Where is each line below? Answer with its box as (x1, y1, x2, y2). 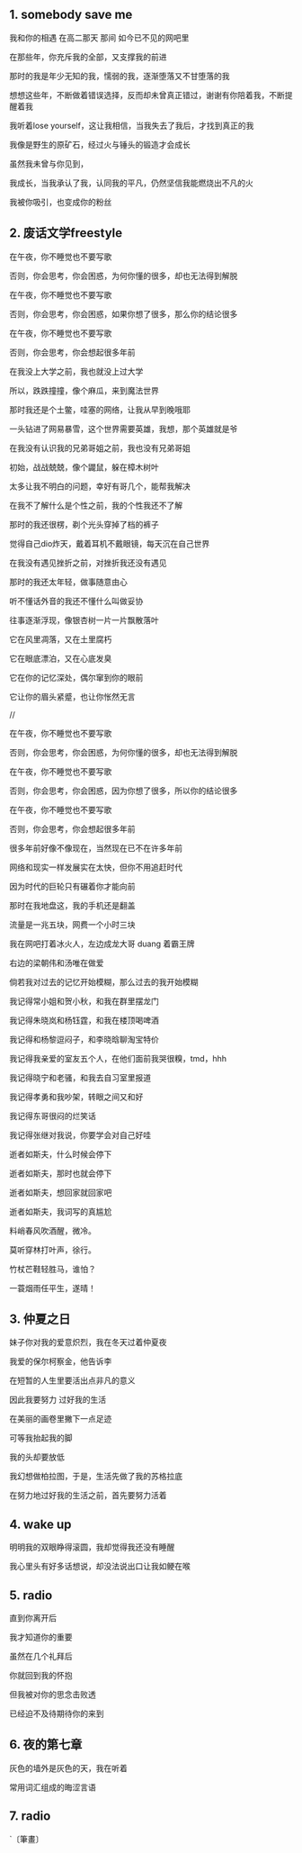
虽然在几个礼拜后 (9, 1651, 73, 1662)
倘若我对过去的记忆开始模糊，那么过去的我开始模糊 (9, 976, 199, 987)
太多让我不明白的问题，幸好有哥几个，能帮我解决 (9, 481, 191, 492)
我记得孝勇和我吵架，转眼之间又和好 (9, 1091, 144, 1102)
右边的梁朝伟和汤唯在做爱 (9, 957, 104, 968)
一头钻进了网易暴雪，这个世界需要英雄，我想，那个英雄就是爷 (9, 423, 238, 434)
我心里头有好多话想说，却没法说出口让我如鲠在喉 (9, 1561, 191, 1572)
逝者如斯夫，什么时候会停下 (9, 1148, 112, 1160)
